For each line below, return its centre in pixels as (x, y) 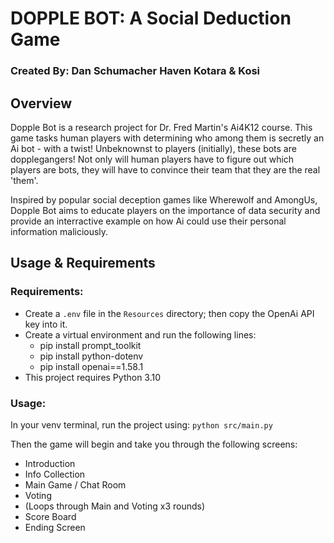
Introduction (50, 463)
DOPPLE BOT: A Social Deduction (151, 18)
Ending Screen (55, 527)
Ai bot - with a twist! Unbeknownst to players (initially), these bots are (153, 148)
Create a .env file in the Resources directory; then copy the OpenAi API (169, 313)
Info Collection (55, 474)
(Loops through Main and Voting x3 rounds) (115, 506)
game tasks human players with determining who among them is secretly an (167, 138)
